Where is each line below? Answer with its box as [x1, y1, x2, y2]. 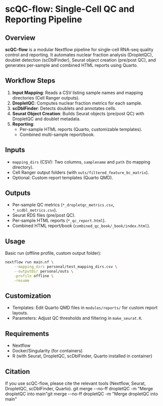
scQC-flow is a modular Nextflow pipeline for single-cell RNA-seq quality [5, 47, 154, 52]
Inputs [5, 146, 26, 154]
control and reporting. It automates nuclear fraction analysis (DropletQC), [5, 52, 153, 58]
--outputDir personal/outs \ [14, 269, 74, 274]
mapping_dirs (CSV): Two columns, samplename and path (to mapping [12, 159, 151, 165]
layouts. [12, 310, 28, 316]
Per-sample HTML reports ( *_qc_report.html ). [12, 218, 106, 224]
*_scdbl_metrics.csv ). [12, 207, 57, 213]
